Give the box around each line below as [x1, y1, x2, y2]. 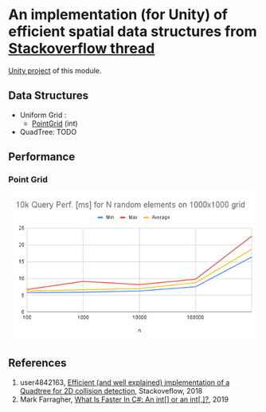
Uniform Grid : [19, 110, 67, 120]
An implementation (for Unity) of [8, 6, 229, 24]
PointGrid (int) [31, 118, 78, 128]
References [8, 356, 67, 370]
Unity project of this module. [8, 65, 102, 75]
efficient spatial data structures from [8, 22, 257, 41]
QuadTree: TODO [19, 127, 77, 136]
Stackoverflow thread [8, 40, 155, 57]
